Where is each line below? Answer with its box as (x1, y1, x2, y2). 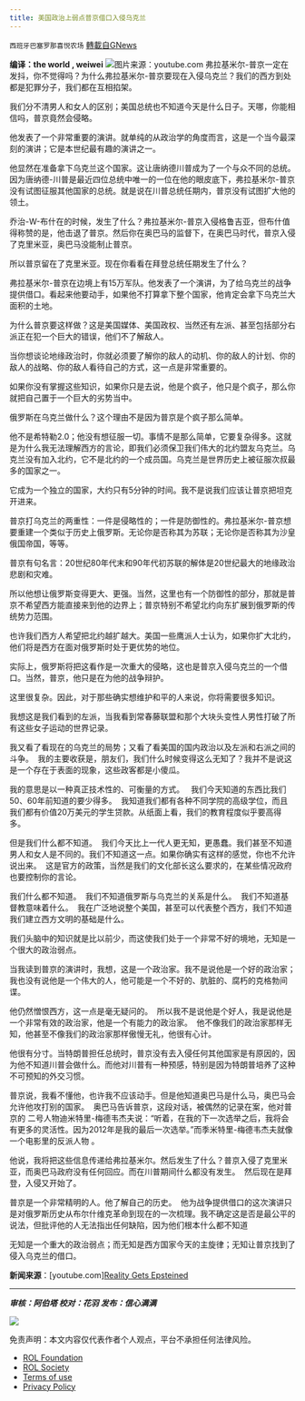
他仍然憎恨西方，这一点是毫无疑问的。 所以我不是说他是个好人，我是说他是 (9, 1005, 292, 1016)
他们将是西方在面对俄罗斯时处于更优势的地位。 (9, 641, 184, 652)
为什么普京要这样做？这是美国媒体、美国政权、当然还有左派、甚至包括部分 (9, 320, 288, 330)
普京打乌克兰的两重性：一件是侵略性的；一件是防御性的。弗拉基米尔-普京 (9, 515, 284, 526)
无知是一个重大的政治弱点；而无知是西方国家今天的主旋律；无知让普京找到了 (9, 1239, 296, 1250)
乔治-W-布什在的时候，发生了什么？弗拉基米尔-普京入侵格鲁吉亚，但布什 (9, 216, 283, 227)
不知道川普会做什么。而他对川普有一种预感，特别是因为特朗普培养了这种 (25, 1059, 296, 1070)
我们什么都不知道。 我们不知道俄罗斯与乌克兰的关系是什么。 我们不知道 (9, 890, 281, 901)
